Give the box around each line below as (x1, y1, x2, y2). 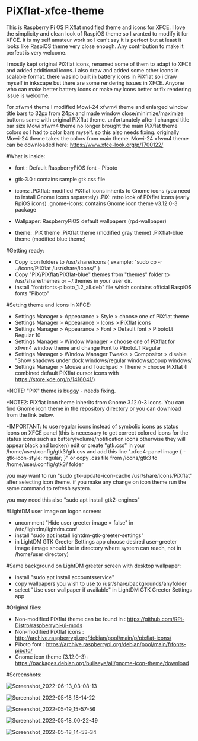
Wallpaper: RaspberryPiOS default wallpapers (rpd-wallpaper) (14, 218, 167, 225)
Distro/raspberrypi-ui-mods (14, 621, 83, 629)
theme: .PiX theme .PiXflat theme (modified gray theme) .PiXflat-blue (14, 229, 183, 236)
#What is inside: (6, 152, 46, 159)
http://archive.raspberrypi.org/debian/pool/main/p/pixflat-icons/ (14, 634, 172, 641)
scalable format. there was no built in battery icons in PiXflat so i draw (6, 73, 177, 80)
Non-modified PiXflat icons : (14, 628, 84, 635)
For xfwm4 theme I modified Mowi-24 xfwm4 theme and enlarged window (6, 103, 189, 110)
